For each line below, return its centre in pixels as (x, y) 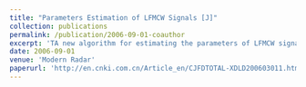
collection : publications (58, 26)
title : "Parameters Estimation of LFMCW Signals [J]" (114, 18)
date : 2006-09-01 (42, 52)
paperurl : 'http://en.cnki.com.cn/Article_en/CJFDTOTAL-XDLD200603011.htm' (156, 69)
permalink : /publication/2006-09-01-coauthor (97, 34)
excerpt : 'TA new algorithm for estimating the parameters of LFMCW (142, 43)
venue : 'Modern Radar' (52, 60)
